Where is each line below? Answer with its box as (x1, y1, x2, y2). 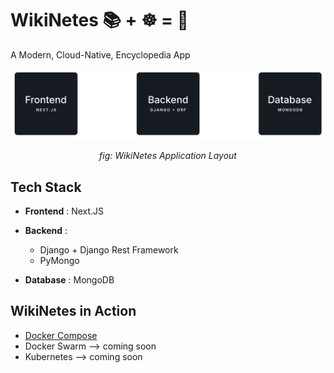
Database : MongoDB (24, 273, 115, 286)
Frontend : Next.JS (24, 205, 105, 217)
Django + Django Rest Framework (39, 243, 179, 256)
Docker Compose (24, 329, 98, 341)
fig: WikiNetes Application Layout (99, 150, 237, 162)
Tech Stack (10, 178, 82, 196)
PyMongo (39, 254, 80, 266)
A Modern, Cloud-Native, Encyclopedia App (10, 48, 191, 61)
